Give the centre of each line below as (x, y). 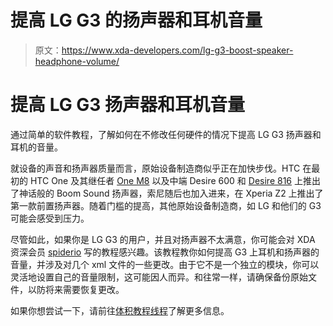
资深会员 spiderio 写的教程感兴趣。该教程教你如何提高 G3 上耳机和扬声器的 (165, 252)
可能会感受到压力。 (50, 218)
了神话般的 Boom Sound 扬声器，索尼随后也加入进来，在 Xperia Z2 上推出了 (167, 193)
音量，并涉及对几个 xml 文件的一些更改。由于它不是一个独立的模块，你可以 (165, 264)
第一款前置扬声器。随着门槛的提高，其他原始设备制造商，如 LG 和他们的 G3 (166, 205)
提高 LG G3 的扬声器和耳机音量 (136, 20)
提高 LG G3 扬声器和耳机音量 (128, 105)
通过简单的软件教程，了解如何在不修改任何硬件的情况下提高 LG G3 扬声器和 (166, 134)
